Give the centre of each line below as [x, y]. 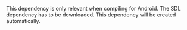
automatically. [23, 21]
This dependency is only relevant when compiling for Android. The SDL [93, 9]
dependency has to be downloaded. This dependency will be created [91, 15]
